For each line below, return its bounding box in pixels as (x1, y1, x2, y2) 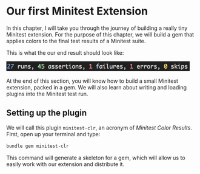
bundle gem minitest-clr (6, 143, 69, 149)
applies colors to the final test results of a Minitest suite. (6, 37, 146, 44)
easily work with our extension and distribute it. (6, 160, 125, 168)
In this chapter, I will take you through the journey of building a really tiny (6, 24, 188, 32)
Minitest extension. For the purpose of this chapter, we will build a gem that (6, 30, 195, 38)
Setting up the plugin (6, 108, 87, 118)
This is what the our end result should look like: (6, 49, 124, 56)
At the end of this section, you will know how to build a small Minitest (6, 77, 179, 85)
